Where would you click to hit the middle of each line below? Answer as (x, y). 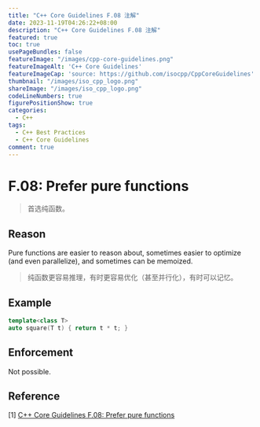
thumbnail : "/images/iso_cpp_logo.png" (73, 81)
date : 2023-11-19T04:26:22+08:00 (63, 23)
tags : (17, 125)
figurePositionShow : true (50, 103)
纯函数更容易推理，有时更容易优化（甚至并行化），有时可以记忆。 (132, 278)
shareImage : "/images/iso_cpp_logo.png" (75, 88)
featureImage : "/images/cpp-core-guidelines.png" (91, 60)
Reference (34, 396)
